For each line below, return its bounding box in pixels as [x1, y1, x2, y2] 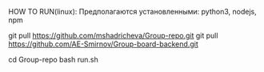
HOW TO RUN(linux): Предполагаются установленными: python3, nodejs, [8, 7, 258, 16]
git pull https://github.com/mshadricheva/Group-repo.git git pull [8, 31, 218, 40]
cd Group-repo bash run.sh [8, 55, 98, 64]
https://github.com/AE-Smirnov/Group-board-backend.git [8, 39, 198, 49]
